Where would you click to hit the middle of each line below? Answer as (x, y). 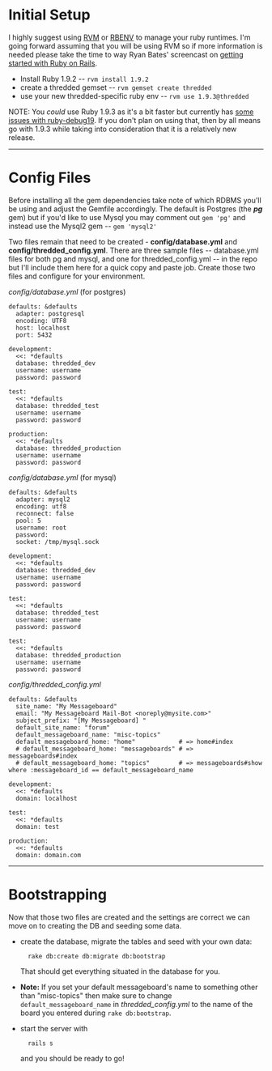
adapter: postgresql (50, 313)
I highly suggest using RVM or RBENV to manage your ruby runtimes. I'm (130, 37)
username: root (41, 528)
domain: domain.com (49, 855)
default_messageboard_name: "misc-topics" (88, 734)
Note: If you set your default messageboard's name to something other (139, 987)
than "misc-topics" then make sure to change (96, 995)
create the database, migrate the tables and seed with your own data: (136, 941)
